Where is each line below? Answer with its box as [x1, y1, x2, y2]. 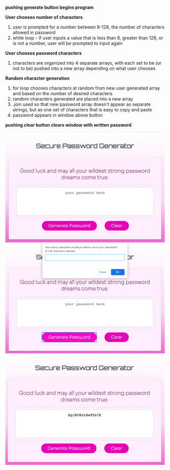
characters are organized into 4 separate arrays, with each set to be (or [12, 60, 162, 66]
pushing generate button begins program [5, 5, 94, 10]
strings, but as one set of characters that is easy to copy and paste [12, 107, 152, 112]
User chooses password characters [5, 50, 82, 56]
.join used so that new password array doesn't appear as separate [12, 101, 151, 107]
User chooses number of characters [5, 14, 83, 20]
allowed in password [12, 30, 56, 35]
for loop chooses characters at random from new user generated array [12, 85, 160, 91]
